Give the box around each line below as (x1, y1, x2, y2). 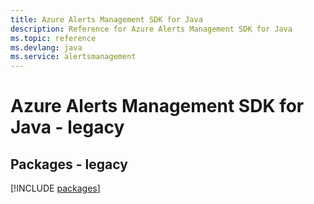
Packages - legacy (10, 156, 128, 173)
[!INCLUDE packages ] (10, 182, 101, 195)
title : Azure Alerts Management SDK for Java (10, 14, 203, 25)
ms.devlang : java (10, 42, 83, 53)
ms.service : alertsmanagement (10, 52, 137, 62)
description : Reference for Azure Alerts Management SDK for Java (10, 24, 293, 34)
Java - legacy (10, 116, 125, 139)
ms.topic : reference (10, 33, 97, 43)
